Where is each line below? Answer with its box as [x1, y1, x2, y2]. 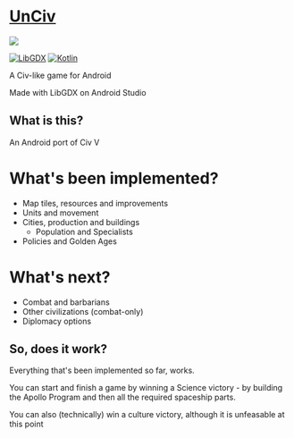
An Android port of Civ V [9, 137, 100, 147]
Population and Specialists [35, 226, 134, 237]
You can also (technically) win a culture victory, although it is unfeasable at [9, 409, 285, 420]
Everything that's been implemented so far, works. [9, 365, 195, 376]
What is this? [9, 114, 84, 129]
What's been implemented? [9, 168, 219, 189]
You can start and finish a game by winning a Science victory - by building [9, 383, 283, 393]
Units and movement [21, 207, 99, 218]
